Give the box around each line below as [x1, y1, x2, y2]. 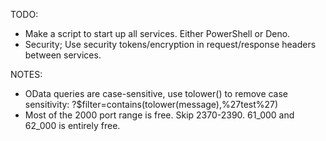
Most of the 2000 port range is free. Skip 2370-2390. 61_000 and [24, 109, 295, 121]
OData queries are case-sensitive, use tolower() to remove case [24, 88, 289, 99]
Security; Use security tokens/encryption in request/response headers [24, 39, 317, 50]
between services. [24, 49, 102, 61]
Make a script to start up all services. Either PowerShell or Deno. [24, 28, 291, 39]
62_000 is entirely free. [24, 120, 121, 131]
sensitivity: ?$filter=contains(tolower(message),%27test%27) [24, 99, 279, 110]
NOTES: [10, 69, 43, 80]
